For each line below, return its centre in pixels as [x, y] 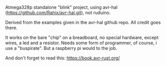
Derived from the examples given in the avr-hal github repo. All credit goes [83, 22]
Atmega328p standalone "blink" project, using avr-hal [61, 7]
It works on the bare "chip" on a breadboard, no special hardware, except [82, 38]
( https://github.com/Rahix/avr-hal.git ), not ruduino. [58, 13]
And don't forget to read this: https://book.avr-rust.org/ [63, 58]
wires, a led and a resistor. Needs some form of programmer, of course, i [81, 43]
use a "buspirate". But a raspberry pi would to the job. [61, 48]
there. [11, 28]
